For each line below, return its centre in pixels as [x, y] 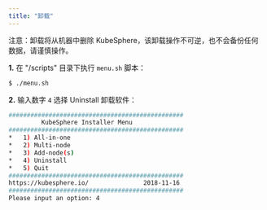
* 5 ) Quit [28, 168]
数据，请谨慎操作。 [41, 50]
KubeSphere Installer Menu [87, 123]
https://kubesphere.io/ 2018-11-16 [94, 183]
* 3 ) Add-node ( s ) [42, 153]
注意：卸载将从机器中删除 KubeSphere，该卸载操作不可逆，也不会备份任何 [133, 40]
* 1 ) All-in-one [39, 138]
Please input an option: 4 [54, 199]
